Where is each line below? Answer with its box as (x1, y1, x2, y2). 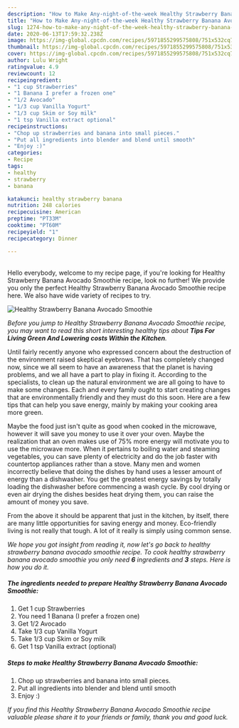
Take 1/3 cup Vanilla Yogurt (17, 627, 98, 635)
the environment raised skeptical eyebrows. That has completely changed (7, 355, 224, 364)
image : (7, 37, 27, 44)
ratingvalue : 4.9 (7, 63, 59, 70)
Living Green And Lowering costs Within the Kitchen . (7, 334, 167, 342)
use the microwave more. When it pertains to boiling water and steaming (7, 444, 221, 453)
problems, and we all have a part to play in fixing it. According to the (7, 370, 208, 379)
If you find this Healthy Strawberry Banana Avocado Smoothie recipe (7, 705, 211, 714)
